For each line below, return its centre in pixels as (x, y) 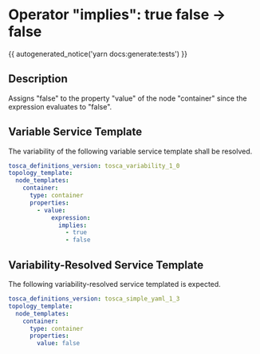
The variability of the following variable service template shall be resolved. (130, 151)
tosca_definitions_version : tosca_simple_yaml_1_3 (94, 299)
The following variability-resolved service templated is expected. (114, 284)
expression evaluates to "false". (60, 106)
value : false (59, 344)
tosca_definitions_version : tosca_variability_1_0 (94, 165)
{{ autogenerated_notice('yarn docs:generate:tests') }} (98, 54)
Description (38, 79)
